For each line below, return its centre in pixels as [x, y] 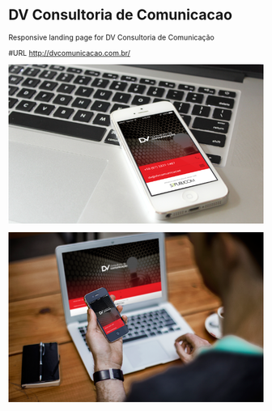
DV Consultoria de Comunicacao [121, 15]
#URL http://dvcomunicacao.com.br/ [70, 53]
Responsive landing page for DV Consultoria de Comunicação [111, 37]
